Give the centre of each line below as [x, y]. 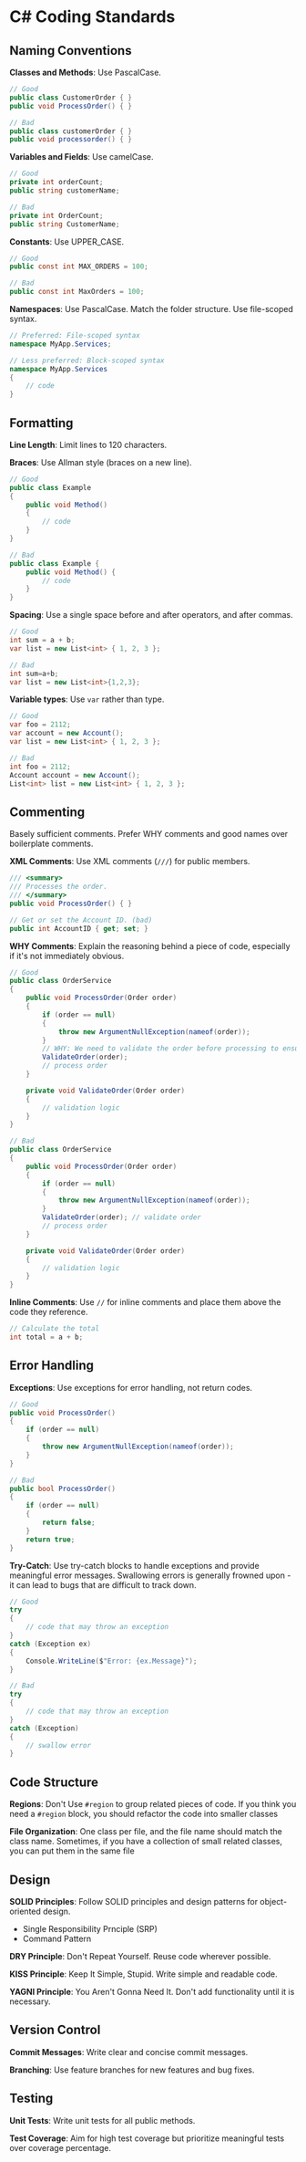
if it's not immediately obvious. [67, 956]
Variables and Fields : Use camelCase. [82, 157]
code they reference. [49, 1312]
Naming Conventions [71, 51]
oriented [25, 1911]
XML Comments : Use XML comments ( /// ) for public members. [130, 862]
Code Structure [54, 1782]
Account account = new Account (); [75, 775]
